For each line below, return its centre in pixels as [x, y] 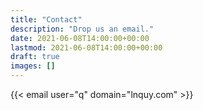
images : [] [33, 66]
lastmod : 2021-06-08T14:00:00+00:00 [86, 47]
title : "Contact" [46, 19]
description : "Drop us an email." [82, 29]
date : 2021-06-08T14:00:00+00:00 [80, 38]
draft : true [35, 57]
